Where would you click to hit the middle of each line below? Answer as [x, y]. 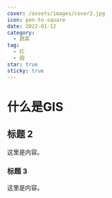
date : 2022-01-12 [32, 26]
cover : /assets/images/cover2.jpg [56, 13]
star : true [23, 64]
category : [21, 33]
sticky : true [26, 71]
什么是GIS [35, 107]
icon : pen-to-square [37, 20]
